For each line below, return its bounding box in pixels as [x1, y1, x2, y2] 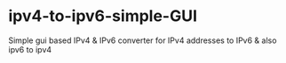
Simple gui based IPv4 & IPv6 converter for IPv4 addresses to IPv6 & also [8, 35, 277, 45]
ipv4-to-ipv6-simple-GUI [8, 6, 197, 26]
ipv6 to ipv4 [8, 44, 52, 54]
